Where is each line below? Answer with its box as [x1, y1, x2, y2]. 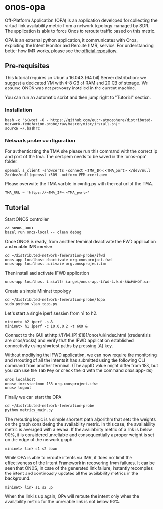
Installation [5, 106, 33, 113]
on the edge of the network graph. [5, 437, 74, 443]
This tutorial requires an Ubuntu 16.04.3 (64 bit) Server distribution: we [5, 74, 147, 80]
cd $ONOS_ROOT [5, 226, 34, 231]
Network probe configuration [5, 137, 76, 144]
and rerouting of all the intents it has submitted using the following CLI [5, 357, 146, 363]
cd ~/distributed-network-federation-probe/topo [5, 298, 105, 302]
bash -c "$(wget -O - [5, 118, 49, 123]
